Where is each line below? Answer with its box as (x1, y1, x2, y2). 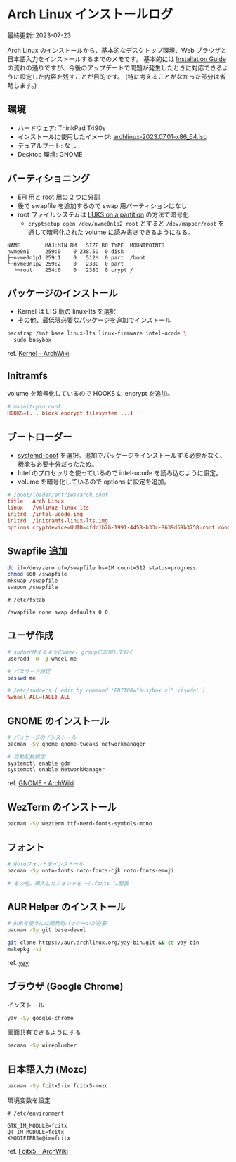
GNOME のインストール (7, 715, 110, 727)
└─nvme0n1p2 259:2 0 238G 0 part (7, 260, 124, 267)
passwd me (7, 674, 37, 682)
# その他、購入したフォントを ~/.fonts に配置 (7, 879, 129, 886)
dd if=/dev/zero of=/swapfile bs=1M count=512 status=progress (7, 564, 197, 572)
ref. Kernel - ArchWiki (7, 349, 70, 358)
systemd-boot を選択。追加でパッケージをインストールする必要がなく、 (17, 451, 226, 459)
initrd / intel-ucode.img (7, 511, 83, 518)
